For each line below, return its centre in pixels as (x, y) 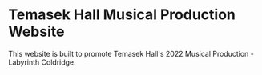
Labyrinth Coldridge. (42, 62)
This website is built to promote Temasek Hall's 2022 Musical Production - (131, 53)
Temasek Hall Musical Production (122, 15)
